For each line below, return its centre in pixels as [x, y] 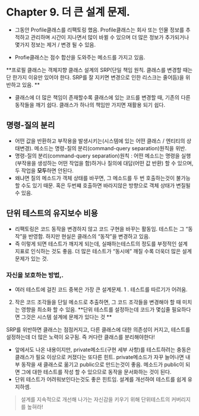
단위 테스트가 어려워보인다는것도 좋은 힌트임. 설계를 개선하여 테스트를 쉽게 [100, 379]
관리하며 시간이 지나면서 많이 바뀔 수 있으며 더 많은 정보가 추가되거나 [110, 37]
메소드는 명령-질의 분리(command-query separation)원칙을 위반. [110, 148]
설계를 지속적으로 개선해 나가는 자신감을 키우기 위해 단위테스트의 [95, 399]
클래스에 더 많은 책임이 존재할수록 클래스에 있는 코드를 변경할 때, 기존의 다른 [103, 97]
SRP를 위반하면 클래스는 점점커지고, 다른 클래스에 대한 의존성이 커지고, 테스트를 [98, 329]
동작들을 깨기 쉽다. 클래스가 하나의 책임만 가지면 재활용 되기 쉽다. [90, 105]
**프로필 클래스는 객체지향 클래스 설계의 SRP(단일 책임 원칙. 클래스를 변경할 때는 [99, 70]
